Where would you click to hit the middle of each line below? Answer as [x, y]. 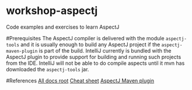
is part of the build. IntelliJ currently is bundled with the [105, 50]
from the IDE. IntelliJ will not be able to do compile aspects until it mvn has [95, 63]
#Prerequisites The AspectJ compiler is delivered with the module [85, 38]
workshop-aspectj [52, 11]
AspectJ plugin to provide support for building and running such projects [94, 57]
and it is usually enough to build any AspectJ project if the [90, 44]
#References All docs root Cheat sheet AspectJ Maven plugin [80, 81]
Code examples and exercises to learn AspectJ [63, 27]
